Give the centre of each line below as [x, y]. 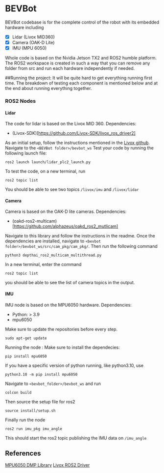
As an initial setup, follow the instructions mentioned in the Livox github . [78, 143]
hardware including [24, 27]
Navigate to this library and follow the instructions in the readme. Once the [80, 236]
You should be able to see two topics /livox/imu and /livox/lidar [72, 189]
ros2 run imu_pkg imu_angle [34, 429]
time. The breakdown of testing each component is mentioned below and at [82, 83]
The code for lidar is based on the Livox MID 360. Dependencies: [71, 124]
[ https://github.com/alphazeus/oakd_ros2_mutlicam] [65, 226]
